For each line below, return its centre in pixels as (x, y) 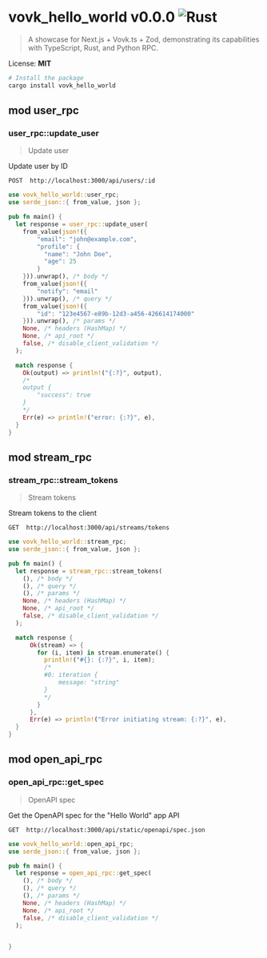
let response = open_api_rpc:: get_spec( (84, 873)
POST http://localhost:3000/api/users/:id (82, 181)
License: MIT (30, 63)
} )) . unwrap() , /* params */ (69, 321)
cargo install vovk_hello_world (62, 85)
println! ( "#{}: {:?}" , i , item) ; (100, 660)
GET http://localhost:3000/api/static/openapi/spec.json (107, 830)
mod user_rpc (44, 111)
